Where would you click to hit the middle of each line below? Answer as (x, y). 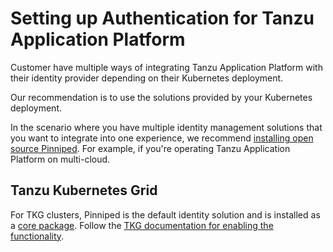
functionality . (37, 236)
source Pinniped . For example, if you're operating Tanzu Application (150, 148)
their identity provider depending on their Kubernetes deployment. (147, 78)
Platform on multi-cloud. (60, 159)
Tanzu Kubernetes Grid (84, 190)
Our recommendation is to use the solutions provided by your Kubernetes (161, 97)
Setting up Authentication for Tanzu (162, 18)
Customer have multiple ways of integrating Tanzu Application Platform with (166, 67)
